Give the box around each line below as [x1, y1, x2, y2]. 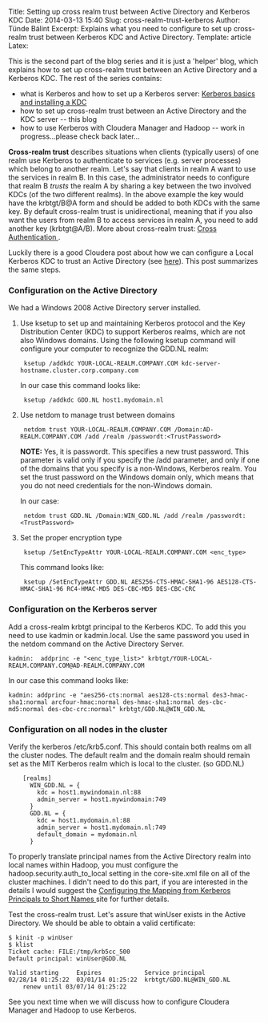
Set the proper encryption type [19, 533, 122, 543]
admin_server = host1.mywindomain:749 [37, 795, 166, 803]
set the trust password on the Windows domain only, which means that [19, 472, 254, 482]
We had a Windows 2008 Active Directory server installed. [8, 303, 202, 313]
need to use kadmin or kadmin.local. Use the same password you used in [8, 630, 250, 640]
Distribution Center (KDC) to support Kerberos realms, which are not [19, 327, 246, 337]
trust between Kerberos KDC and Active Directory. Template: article [28, 32, 252, 42]
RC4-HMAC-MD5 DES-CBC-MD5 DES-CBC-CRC [66, 585, 196, 593]
